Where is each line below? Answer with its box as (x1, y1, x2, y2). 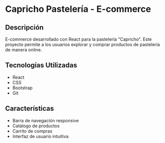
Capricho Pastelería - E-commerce (5, 3, 152, 15)
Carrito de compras (12, 128, 53, 134)
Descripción (5, 23, 44, 32)
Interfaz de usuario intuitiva (12, 133, 69, 139)
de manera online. (5, 47, 42, 52)
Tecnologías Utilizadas (5, 61, 78, 70)
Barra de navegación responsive (12, 117, 79, 123)
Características (5, 104, 54, 113)
